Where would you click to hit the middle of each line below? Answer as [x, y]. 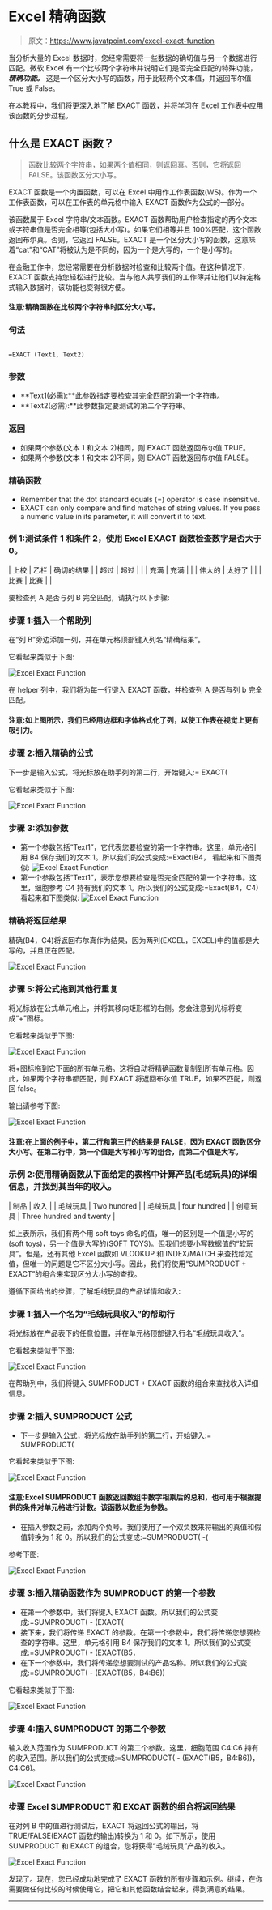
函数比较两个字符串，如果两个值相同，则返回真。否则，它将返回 [134, 164]
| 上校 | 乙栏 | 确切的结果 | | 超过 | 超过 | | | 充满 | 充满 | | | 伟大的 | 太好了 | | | [135, 570]
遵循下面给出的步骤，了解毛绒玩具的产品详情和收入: [95, 1291]
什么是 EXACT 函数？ [62, 144]
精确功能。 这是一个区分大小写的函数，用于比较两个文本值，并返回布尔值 [130, 78]
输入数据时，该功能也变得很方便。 [72, 287]
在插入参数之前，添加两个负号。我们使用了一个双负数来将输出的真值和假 [140, 1527]
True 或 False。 [34, 88]
